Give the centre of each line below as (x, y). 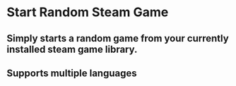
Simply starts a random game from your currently (118, 38)
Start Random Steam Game (88, 12)
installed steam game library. (72, 49)
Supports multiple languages (72, 73)
